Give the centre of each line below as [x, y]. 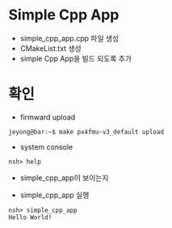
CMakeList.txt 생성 [51, 48]
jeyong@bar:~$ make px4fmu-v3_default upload [86, 132]
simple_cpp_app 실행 [55, 195]
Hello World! [30, 217]
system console [46, 146]
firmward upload [48, 117]
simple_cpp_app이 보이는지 [64, 177]
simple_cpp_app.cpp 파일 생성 [69, 38]
